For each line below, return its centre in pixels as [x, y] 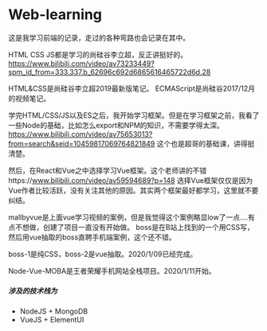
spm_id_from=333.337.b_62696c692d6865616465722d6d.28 [110, 72]
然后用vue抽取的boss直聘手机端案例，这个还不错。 [92, 237]
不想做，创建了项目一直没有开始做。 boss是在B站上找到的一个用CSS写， [135, 227]
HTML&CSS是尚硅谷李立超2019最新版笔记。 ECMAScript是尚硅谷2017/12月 [132, 88]
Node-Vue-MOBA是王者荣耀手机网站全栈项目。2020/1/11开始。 [112, 271]
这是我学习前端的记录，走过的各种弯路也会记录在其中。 [99, 37]
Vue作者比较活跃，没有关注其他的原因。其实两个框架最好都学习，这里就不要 [133, 190]
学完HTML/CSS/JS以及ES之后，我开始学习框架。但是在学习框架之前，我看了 [134, 115]
